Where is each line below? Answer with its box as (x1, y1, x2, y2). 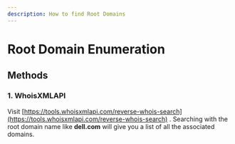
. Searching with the (169, 115, 228, 123)
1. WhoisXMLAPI (7, 91, 66, 101)
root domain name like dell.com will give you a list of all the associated (7, 122, 215, 130)
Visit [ (7, 107, 25, 115)
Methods (7, 69, 48, 82)
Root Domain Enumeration (7, 41, 165, 57)
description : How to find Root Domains (7, 10, 126, 18)
